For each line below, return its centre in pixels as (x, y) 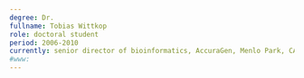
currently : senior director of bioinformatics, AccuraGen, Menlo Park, (147, 51)
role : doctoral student (54, 34)
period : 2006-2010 (44, 43)
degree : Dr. (32, 17)
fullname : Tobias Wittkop (58, 26)
